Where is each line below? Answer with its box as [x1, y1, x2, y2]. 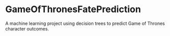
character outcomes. [5, 25, 50, 31]
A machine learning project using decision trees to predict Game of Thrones [5, 20, 165, 26]
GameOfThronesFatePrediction [5, 4, 141, 15]
